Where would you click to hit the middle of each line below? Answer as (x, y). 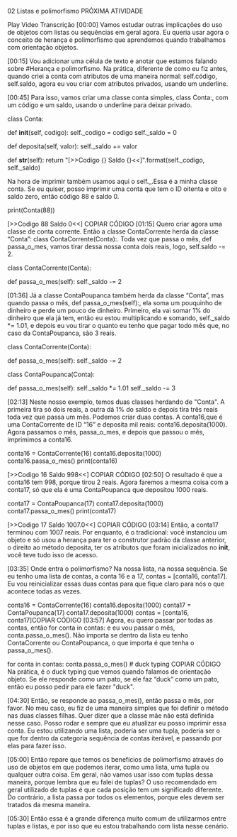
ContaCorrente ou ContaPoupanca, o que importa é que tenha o (101, 643)
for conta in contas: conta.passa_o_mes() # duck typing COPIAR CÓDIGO (114, 664)
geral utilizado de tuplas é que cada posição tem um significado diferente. (115, 789)
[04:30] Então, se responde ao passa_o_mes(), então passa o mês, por (111, 700)
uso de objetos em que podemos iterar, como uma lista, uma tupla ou (108, 767)
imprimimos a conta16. (40, 439)
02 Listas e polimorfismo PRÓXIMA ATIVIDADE (75, 11)
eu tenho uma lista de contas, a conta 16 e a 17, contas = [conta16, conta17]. (117, 576)
